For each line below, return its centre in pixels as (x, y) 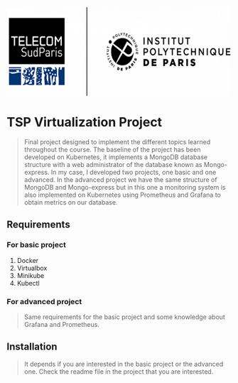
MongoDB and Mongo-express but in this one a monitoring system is (125, 187)
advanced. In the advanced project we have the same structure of (120, 179)
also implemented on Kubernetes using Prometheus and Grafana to (122, 195)
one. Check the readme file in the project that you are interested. (119, 371)
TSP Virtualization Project (85, 123)
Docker (28, 260)
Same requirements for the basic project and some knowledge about (124, 317)
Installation (32, 347)
